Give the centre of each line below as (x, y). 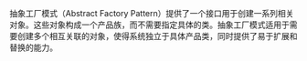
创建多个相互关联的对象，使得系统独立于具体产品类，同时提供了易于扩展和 (157, 36)
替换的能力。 (33, 47)
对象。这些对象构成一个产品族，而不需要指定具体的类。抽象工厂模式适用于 (149, 25)
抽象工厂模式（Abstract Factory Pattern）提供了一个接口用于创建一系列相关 (152, 13)
